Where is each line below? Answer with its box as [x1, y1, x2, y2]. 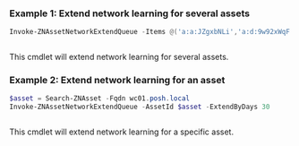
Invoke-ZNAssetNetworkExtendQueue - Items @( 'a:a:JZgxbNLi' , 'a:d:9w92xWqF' [9, 28, 295, 37]
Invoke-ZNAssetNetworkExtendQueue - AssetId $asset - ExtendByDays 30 [9, 102, 270, 112]
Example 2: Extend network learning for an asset [9, 74, 226, 87]
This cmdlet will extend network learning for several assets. [9, 52, 229, 63]
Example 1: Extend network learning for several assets [9, 7, 251, 20]
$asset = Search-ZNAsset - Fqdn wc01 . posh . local [9, 94, 191, 103]
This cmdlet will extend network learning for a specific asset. [9, 126, 235, 137]
